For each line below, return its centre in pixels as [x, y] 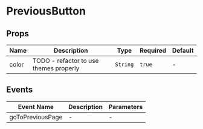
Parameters [126, 107]
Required [153, 51]
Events [20, 90]
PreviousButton [46, 11]
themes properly [56, 68]
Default [183, 51]
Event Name [36, 107]
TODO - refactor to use [66, 61]
